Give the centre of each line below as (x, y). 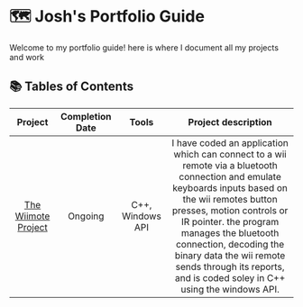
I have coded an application (230, 142)
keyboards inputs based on (230, 187)
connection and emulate (230, 176)
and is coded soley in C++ (230, 277)
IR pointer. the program (230, 221)
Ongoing (86, 216)
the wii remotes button (230, 199)
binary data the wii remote (230, 255)
